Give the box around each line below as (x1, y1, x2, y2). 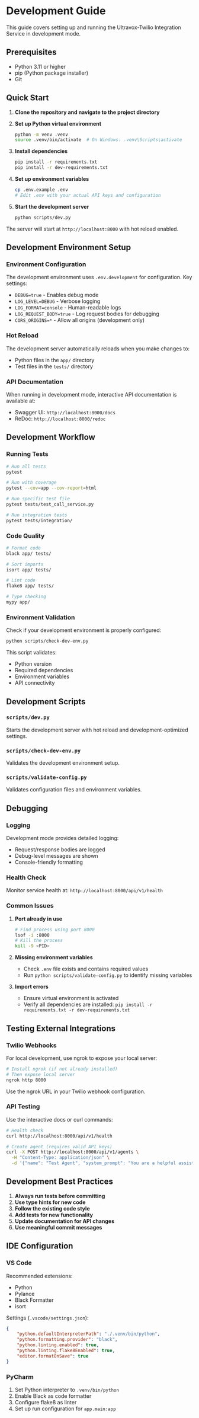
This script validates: (6, 649, 57, 656)
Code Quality (6, 532, 45, 540)
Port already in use (14, 915, 63, 922)
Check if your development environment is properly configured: (6, 627, 162, 634)
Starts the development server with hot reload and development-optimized (6, 726, 188, 733)
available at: (6, 397, 36, 404)
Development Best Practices (6, 1177, 114, 1187)
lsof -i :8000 (14, 932, 50, 938)
